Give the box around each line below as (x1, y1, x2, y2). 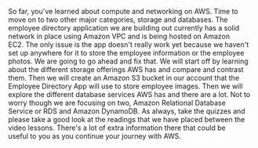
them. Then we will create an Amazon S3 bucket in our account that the (8, 74, 240, 82)
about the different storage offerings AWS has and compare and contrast (8, 65, 245, 74)
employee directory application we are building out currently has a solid (8, 23, 240, 32)
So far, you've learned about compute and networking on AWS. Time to (8, 7, 238, 16)
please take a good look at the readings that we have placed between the (8, 115, 245, 124)
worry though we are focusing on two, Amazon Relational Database (8, 98, 226, 107)
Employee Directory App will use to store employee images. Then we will (8, 81, 243, 91)
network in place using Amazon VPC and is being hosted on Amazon (8, 31, 231, 41)
